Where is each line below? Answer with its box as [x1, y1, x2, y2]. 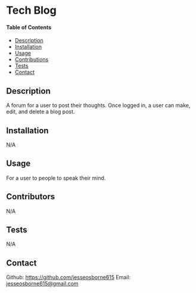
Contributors [6, 192, 55, 202]
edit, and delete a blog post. [6, 108, 75, 115]
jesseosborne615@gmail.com [6, 280, 79, 287]
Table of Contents [6, 23, 52, 30]
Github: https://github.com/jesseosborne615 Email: [6, 274, 131, 281]
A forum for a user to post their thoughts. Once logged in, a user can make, [6, 102, 191, 109]
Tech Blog [6, 4, 57, 17]
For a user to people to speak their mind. [6, 174, 106, 181]
